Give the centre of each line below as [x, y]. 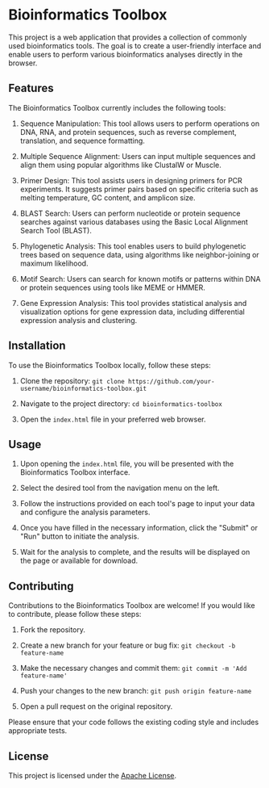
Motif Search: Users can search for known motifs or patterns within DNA [140, 279]
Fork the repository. [53, 630]
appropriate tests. [38, 731]
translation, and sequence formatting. [82, 140]
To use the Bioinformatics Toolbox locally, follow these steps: [110, 365]
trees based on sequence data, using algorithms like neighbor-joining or [139, 254]
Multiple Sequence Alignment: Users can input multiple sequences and [138, 156]
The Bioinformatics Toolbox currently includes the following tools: [117, 107]
